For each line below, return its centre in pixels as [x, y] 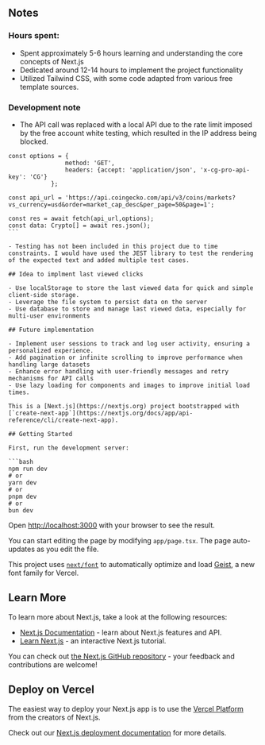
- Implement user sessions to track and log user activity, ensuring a [129, 344]
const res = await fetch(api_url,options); [81, 218]
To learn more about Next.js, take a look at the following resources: [118, 617]
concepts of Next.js [52, 61]
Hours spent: [34, 36]
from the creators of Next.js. [54, 717]
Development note [44, 107]
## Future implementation [51, 330]
